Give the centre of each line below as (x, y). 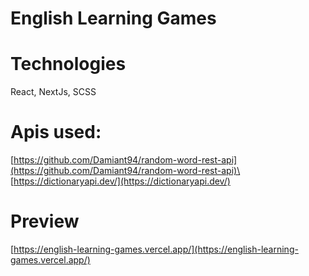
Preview (45, 221)
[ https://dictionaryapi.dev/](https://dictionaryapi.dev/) (120, 181)
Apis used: (56, 132)
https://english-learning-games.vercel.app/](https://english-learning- (156, 249)
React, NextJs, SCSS (53, 92)
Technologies (68, 64)
